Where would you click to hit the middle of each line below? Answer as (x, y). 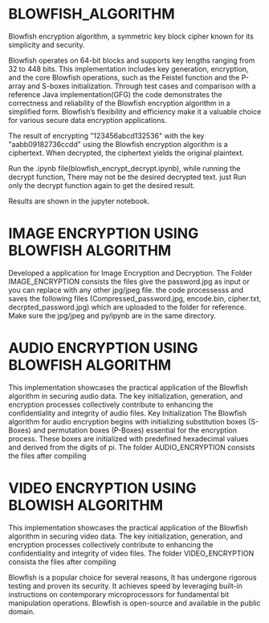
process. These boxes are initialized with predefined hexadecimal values (128, 438)
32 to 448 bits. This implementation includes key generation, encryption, (128, 68)
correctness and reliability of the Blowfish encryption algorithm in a (119, 103)
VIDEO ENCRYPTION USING (102, 488)
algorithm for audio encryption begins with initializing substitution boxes (127, 421)
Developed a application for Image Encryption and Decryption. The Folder (130, 273)
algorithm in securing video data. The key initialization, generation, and (126, 536)
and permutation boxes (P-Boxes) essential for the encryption (135, 430)
